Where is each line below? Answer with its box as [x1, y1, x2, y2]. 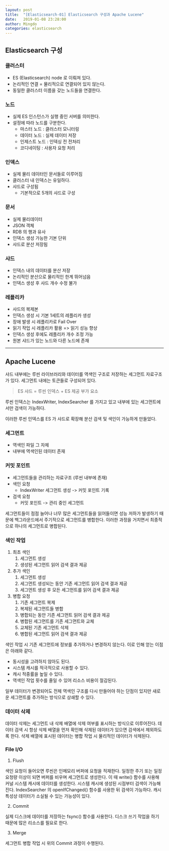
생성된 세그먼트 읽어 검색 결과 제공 [20, 562, 88, 567]
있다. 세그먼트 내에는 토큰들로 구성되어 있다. [10, 378, 97, 384]
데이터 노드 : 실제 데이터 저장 [20, 132, 76, 138]
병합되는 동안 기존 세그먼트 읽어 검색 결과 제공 [20, 612, 110, 618]
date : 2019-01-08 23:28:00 [5, 17, 66, 22]
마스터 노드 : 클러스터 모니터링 [20, 126, 79, 132]
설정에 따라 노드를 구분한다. [12, 120, 67, 126]
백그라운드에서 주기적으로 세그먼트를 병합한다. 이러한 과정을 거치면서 [14, 517, 149, 523]
